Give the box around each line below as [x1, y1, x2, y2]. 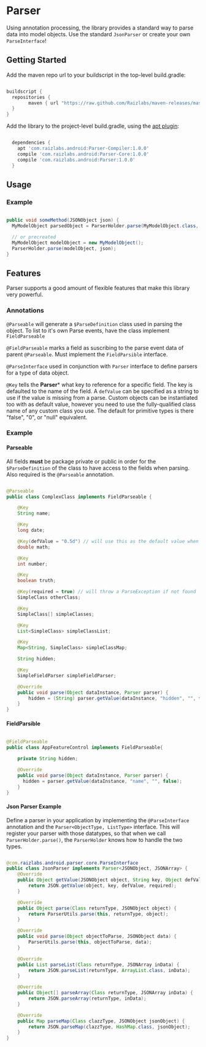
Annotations [6, 306, 44, 315]
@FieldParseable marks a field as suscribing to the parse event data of [6, 344, 184, 351]
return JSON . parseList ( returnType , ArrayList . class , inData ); [28, 967, 191, 973]
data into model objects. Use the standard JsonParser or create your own [6, 30, 191, 37]
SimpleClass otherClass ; [17, 594, 81, 601]
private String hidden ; [17, 756, 78, 762]
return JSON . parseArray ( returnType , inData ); [28, 995, 147, 1002]
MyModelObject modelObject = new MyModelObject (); [12, 239, 144, 246]
